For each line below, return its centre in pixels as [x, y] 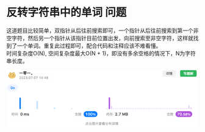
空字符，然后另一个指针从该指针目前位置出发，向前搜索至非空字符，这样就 [100, 38]
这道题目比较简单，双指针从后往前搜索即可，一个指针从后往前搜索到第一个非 [103, 30]
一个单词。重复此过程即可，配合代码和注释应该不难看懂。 [89, 46]
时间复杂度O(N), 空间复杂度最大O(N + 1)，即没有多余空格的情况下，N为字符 [101, 53]
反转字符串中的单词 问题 [67, 12]
